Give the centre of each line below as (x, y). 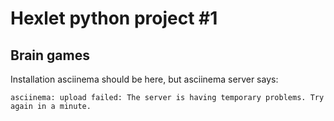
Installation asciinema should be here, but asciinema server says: (144, 79)
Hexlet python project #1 (114, 18)
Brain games (50, 55)
